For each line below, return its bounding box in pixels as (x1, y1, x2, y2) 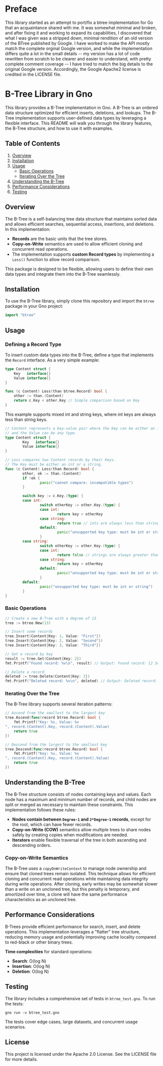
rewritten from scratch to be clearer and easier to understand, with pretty (5, 56, 151, 61)
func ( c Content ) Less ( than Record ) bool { (5, 466, 95, 471)
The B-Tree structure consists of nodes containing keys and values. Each (5, 791, 151, 797)
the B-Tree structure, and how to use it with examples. (5, 125, 114, 131)
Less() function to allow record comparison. (12, 256, 100, 262)
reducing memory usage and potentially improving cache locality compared (5, 934, 156, 940)
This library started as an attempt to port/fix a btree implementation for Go (5, 20, 154, 25)
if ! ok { (22, 476, 40, 481)
